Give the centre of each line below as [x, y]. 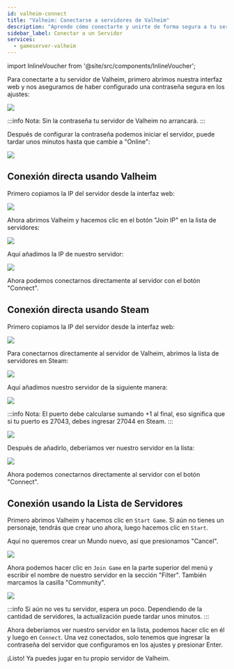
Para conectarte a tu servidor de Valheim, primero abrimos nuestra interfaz [115, 79]
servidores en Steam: [38, 360]
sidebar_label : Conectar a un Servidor [65, 33]
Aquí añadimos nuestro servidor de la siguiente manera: [87, 387]
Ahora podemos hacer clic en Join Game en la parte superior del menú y [110, 568]
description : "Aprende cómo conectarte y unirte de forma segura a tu [112, 26]
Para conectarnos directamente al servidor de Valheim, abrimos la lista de [113, 353]
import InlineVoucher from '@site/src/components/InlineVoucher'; [102, 66]
